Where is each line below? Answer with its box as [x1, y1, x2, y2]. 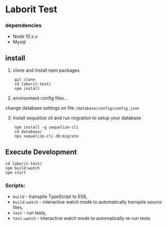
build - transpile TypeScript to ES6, [12, 193, 88, 200]
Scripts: [5, 182, 26, 189]
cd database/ [14, 129, 42, 134]
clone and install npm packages [12, 67, 80, 74]
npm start [5, 170, 27, 175]
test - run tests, [12, 210, 47, 216]
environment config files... [12, 95, 68, 101]
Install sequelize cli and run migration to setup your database [12, 115, 141, 121]
